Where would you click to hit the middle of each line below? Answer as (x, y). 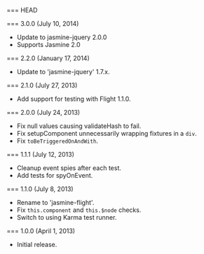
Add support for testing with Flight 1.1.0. (74, 99)
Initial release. (37, 245)
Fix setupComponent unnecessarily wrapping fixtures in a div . (107, 133)
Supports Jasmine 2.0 (49, 44)
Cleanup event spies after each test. (69, 168)
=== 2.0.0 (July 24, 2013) (43, 112)
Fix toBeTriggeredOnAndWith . (57, 141)
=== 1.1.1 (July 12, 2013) (41, 154)
